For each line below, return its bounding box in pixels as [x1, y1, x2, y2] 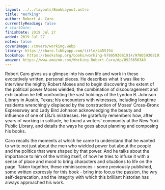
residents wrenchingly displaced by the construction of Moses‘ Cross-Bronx [5, 102, 159, 108]
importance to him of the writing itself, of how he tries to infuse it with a [5, 153, 150, 160]
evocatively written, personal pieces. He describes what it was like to [5, 76, 145, 82]
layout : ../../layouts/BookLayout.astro [5, 7, 89, 12]
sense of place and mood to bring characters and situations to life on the [5, 159, 152, 164]
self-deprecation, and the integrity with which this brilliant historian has [5, 174, 149, 180]
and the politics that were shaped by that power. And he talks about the [5, 148, 150, 154]
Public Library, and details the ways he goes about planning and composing [5, 123, 159, 129]
